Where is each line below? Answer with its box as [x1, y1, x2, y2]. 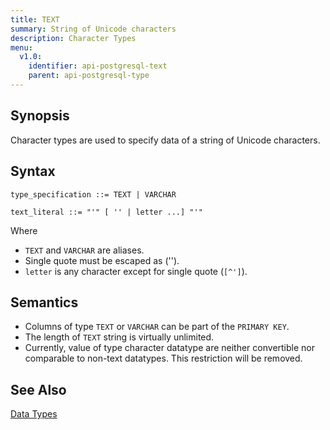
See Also [10, 381, 67, 398]
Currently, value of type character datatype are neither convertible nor [24, 342, 316, 354]
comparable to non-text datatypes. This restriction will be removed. [24, 352, 303, 365]
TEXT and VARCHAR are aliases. [24, 244, 145, 256]
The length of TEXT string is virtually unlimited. [24, 331, 215, 343]
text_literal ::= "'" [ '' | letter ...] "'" [10, 207, 203, 217]
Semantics [10, 294, 79, 311]
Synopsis [10, 107, 70, 125]
